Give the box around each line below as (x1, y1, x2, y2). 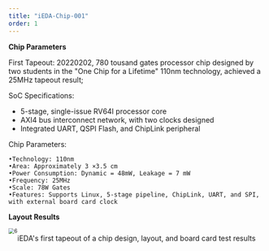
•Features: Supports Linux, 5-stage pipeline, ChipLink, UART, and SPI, (8, 190, 260, 199)
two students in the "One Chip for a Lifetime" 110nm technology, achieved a (8, 66, 262, 76)
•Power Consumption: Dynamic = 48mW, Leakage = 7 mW (8, 169, 191, 177)
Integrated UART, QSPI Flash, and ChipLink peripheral (20, 123, 201, 133)
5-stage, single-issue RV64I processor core (20, 106, 167, 116)
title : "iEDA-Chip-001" (8, 11, 89, 20)
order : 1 (8, 19, 38, 28)
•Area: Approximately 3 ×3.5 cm (8, 162, 118, 171)
